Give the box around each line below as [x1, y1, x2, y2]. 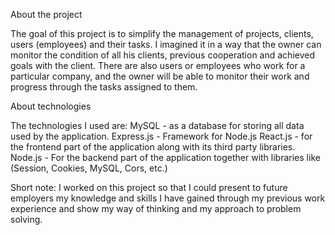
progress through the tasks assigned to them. [10, 81, 198, 93]
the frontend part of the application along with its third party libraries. [10, 141, 296, 153]
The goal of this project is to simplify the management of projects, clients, [10, 28, 314, 39]
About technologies [10, 100, 92, 112]
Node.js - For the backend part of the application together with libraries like [10, 152, 321, 163]
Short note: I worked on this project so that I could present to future [10, 182, 288, 193]
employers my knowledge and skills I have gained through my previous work [10, 192, 326, 204]
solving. [10, 214, 43, 225]
